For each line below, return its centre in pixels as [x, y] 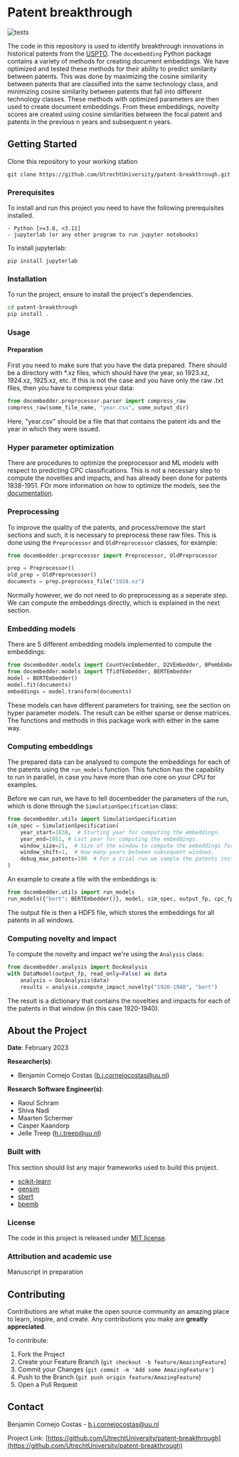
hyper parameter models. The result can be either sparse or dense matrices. [119, 712]
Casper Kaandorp [43, 1126]
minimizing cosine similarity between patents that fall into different [105, 91]
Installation [27, 279]
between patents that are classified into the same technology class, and [113, 83]
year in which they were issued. [54, 429]
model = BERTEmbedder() [43, 678]
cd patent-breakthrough [43, 307]
